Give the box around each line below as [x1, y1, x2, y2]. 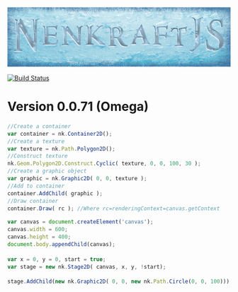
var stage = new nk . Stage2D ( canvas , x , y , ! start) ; [7, 263, 166, 270]
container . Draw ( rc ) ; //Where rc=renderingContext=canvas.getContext [7, 205, 220, 212]
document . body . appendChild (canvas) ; [7, 241, 115, 248]
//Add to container [7, 182, 65, 189]
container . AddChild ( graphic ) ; [7, 189, 103, 197]
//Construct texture [7, 153, 69, 160]
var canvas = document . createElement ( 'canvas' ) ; [7, 218, 154, 226]
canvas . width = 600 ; [7, 226, 69, 233]
